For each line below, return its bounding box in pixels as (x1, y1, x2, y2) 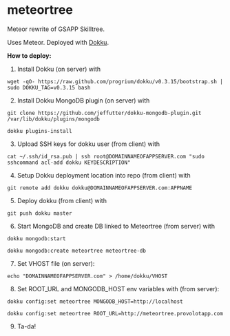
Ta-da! (17, 322, 36, 330)
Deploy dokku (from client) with (17, 196, 107, 204)
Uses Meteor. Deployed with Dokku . (7, 38, 109, 46)
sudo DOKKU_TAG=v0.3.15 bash (7, 84, 91, 91)
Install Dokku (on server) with (17, 65, 101, 73)
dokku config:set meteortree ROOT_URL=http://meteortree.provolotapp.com (7, 310, 224, 317)
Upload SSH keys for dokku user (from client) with (17, 140, 160, 148)
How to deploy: (7, 51, 52, 60)
